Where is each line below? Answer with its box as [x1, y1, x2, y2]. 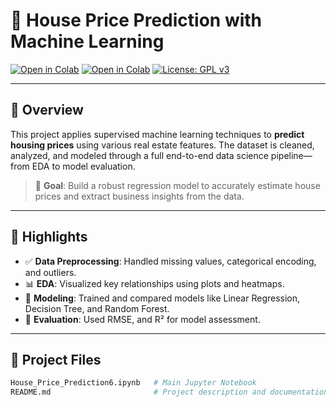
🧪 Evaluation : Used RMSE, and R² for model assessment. [24, 313, 261, 325]
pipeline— [270, 149, 313, 161]
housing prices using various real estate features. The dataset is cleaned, [10, 139, 315, 151]
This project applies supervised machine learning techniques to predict [10, 128, 305, 140]
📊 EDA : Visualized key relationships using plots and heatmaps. [24, 277, 285, 289]
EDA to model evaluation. [31, 160, 136, 172]
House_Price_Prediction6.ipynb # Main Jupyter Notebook [10, 378, 257, 388]
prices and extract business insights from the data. [34, 190, 245, 202]
